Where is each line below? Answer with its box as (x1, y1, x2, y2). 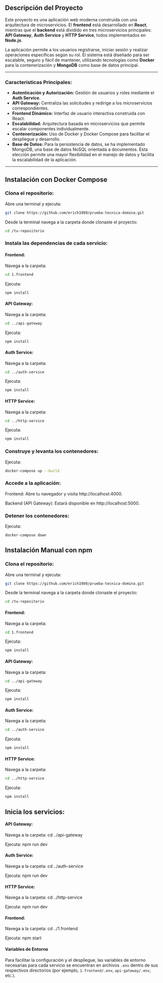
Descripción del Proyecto (5, 4, 83, 12)
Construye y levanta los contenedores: (5, 448, 98, 455)
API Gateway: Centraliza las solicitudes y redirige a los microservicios (12, 100, 153, 106)
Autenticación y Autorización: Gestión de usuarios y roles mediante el (12, 90, 154, 96)
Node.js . (5, 37, 23, 43)
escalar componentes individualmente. (12, 126, 90, 132)
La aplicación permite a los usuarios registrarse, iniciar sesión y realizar (5, 47, 148, 52)
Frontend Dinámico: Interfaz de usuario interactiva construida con (12, 111, 146, 116)
